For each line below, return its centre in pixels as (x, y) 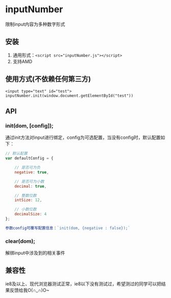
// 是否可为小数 (29, 181)
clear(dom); (20, 241)
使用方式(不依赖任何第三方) (48, 79)
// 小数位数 (26, 209)
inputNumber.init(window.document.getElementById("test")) (69, 95)
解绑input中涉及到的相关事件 (35, 253)
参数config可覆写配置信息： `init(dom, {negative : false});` (68, 228)
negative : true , (32, 172)
